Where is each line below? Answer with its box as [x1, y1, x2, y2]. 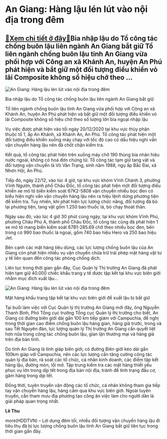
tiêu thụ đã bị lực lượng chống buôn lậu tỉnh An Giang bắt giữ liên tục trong [5, 423, 159, 428]
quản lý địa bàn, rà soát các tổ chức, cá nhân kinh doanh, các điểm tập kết [5, 356, 159, 362]
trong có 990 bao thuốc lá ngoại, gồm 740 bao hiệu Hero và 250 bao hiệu [5, 229, 157, 235]
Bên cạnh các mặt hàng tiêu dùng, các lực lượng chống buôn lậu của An [5, 244, 154, 250]
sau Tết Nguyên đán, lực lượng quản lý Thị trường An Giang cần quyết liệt [5, 326, 156, 331]
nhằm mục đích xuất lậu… [5, 275, 58, 281]
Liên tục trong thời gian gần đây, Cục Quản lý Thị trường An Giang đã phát [5, 265, 157, 270]
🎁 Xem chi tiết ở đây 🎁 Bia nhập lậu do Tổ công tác [5, 34, 158, 42]
